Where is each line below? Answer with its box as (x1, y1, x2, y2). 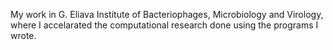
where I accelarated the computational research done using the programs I (10, 19, 319, 31)
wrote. (10, 30, 37, 41)
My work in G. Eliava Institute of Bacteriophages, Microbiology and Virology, (10, 9, 324, 20)
